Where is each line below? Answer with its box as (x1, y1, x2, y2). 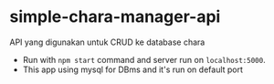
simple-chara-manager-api (9, 6, 221, 27)
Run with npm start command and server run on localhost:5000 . (22, 54, 267, 65)
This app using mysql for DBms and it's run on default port (22, 64, 244, 75)
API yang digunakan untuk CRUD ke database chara (9, 37, 205, 47)
